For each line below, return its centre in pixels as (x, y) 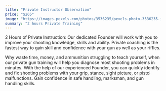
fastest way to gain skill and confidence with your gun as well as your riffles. (83, 48)
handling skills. (20, 84)
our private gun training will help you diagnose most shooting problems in (80, 62)
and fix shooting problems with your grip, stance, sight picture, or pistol (78, 73)
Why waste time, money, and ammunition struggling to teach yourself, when (82, 58)
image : (12, 19)
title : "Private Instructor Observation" (48, 10)
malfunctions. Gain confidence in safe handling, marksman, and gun (75, 78)
